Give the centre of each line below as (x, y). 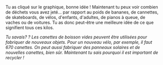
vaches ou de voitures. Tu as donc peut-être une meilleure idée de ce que (80, 22)
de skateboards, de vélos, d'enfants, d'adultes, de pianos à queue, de (75, 17)
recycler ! (15, 57)
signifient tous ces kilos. (30, 28)
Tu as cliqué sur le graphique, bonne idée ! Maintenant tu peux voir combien (82, 7)
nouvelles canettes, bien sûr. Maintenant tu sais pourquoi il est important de (82, 52)
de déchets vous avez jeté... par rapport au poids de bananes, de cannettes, (82, 12)
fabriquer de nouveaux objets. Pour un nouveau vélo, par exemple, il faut (79, 42)
